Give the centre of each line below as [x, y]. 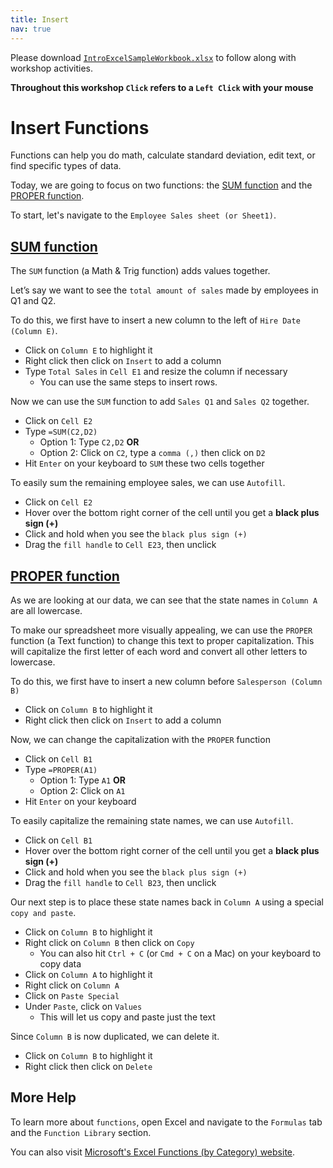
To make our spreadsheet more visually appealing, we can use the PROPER [161, 630]
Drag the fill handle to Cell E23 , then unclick [120, 545]
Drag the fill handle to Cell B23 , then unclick [120, 883]
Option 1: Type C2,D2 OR [89, 442]
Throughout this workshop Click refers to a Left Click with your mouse [162, 87]
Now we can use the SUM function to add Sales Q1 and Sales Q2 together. [160, 402]
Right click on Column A [72, 985]
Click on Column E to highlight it [88, 350]
